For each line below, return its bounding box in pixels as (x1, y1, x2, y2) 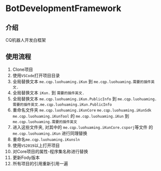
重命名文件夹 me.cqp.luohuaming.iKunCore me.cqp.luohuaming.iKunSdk (12, 107, 152, 113)
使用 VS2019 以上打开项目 (12, 142, 60, 148)
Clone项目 (12, 66, 33, 72)
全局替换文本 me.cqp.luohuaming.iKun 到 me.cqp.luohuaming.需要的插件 (12, 78, 151, 84)
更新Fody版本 (12, 155, 40, 160)
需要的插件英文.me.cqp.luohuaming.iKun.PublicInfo (12, 102, 112, 107)
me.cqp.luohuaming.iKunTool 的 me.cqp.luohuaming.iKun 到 (12, 113, 129, 119)
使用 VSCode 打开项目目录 (12, 72, 60, 78)
